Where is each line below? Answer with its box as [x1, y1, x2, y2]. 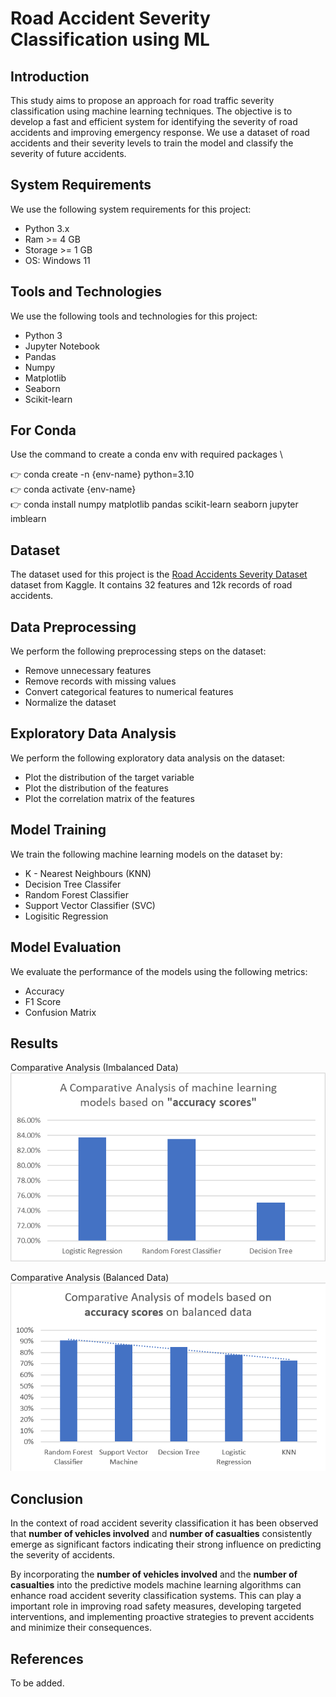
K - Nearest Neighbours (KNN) [24, 867, 152, 879]
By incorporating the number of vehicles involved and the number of [10, 1568, 298, 1581]
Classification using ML [10, 28, 210, 51]
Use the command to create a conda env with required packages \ [10, 448, 283, 461]
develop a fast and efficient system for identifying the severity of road [10, 116, 298, 127]
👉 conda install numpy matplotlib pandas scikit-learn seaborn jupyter [10, 498, 299, 511]
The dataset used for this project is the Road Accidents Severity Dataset [10, 568, 308, 581]
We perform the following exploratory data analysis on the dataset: [10, 752, 286, 764]
